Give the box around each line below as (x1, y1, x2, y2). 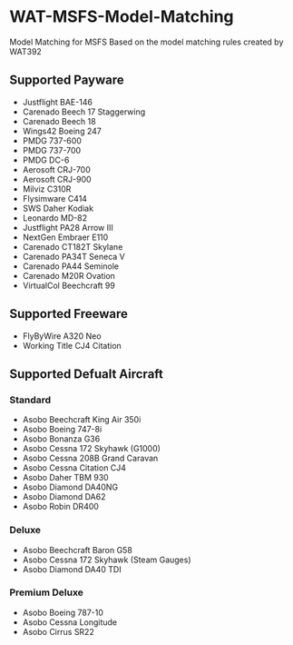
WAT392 (9, 45, 43, 56)
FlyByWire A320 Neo (22, 330, 102, 342)
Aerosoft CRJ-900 (22, 174, 93, 184)
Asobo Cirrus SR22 (22, 626, 95, 637)
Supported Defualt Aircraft (9, 366, 163, 382)
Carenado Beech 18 (22, 115, 97, 126)
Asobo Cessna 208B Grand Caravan (22, 452, 159, 464)
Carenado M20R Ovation (22, 270, 116, 281)
